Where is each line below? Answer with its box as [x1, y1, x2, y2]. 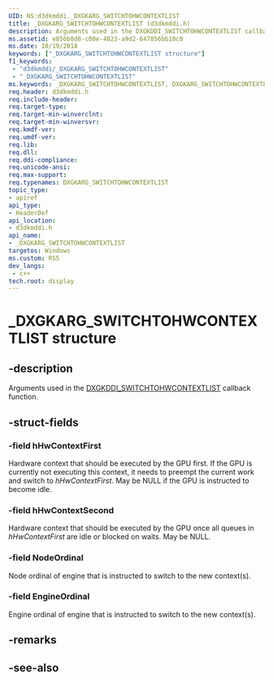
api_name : [8, 231, 42, 240]
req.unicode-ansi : [8, 164, 71, 172]
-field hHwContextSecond [8, 504, 115, 515]
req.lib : [8, 140, 38, 149]
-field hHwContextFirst [8, 440, 102, 451]
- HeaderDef [8, 208, 49, 217]
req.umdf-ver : [8, 133, 57, 141]
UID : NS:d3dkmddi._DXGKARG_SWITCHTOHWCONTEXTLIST [8, 11, 180, 20]
